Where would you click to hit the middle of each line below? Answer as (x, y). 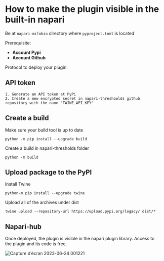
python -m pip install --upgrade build (46, 139)
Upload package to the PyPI (49, 172)
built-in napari (35, 20)
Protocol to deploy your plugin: (37, 67)
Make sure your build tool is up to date (44, 130)
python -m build (22, 157)
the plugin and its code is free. (36, 244)
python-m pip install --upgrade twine (45, 193)
